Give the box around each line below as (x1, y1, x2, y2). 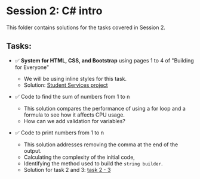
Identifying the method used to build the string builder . (23, 159, 163, 167)
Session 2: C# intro (6, 4, 103, 18)
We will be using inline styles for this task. (23, 75, 127, 82)
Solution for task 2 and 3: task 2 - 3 (23, 166, 111, 173)
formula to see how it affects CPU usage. (23, 111, 125, 118)
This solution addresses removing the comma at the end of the (23, 141, 179, 148)
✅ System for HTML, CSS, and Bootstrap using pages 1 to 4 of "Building (14, 56, 194, 64)
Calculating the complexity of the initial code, (23, 153, 136, 161)
